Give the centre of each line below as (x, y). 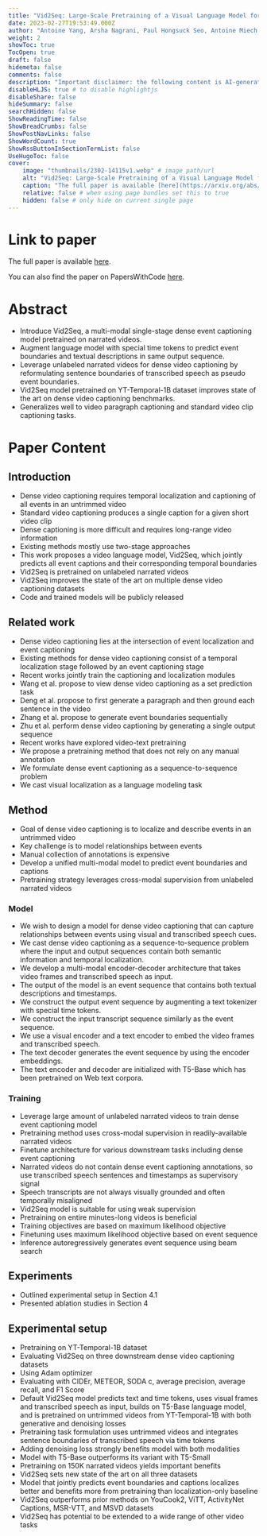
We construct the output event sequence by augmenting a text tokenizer (138, 1002)
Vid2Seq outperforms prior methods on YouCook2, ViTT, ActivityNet (132, 1499)
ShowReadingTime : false (48, 119)
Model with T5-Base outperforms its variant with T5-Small (115, 1457)
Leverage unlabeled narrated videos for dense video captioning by (129, 365)
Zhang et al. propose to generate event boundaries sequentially (124, 718)
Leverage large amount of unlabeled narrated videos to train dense (130, 1116)
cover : (19, 164)
